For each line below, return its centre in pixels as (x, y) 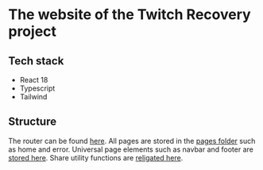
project (33, 31)
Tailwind (33, 97)
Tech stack (36, 61)
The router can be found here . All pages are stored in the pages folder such (132, 141)
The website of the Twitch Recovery (130, 15)
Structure (33, 122)
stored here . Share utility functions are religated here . (96, 157)
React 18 (34, 80)
